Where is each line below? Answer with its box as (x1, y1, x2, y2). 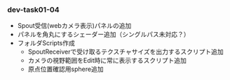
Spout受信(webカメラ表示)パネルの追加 (17, 22, 132, 30)
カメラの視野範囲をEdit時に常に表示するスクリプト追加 (27, 56, 187, 65)
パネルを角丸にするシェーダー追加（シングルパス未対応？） (17, 30, 190, 39)
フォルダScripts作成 (17, 39, 75, 47)
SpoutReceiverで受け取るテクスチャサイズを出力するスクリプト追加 (27, 47, 224, 56)
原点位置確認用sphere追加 (27, 65, 104, 74)
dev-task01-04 (7, 5, 60, 15)
